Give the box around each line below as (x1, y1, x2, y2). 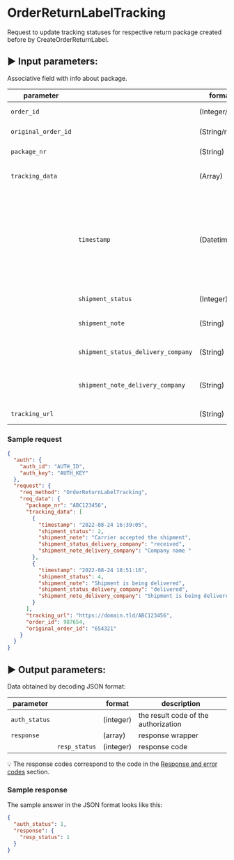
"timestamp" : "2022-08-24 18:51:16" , (38, 567, 148, 574)
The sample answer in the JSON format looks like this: (7, 801, 163, 809)
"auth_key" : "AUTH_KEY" (19, 469, 89, 477)
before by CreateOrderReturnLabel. (7, 35, 109, 43)
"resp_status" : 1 (19, 834, 70, 840)
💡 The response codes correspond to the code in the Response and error (7, 760, 218, 768)
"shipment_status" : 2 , (38, 528, 104, 535)
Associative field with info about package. (7, 74, 127, 82)
